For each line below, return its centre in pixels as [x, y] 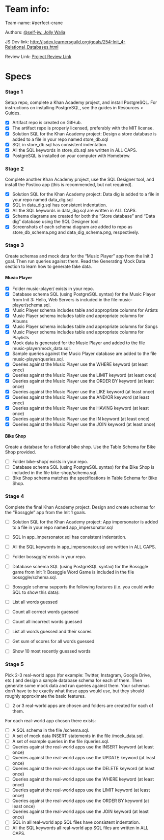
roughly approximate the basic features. [45, 696]
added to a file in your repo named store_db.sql [60, 139]
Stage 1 [14, 92]
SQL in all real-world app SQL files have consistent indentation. [76, 822]
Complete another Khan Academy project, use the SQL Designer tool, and [80, 179]
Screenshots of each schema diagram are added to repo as [72, 227]
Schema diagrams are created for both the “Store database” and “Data [84, 216]
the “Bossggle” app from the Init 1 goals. [46, 512]
